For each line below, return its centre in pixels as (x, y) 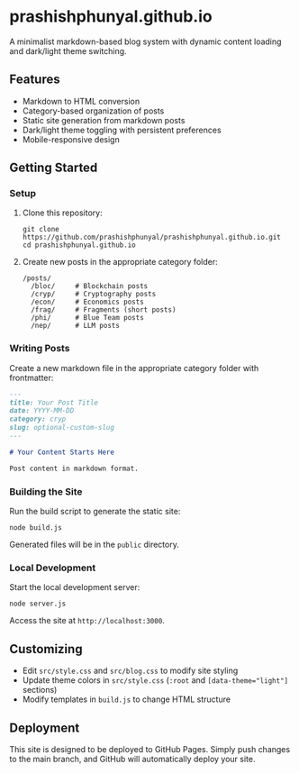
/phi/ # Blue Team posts (87, 318)
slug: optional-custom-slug (62, 428)
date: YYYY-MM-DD (42, 411)
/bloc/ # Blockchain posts (90, 286)
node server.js (38, 604)
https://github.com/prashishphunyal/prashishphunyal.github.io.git (151, 237)
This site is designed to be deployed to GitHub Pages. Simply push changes (150, 749)
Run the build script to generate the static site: (95, 512)
